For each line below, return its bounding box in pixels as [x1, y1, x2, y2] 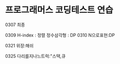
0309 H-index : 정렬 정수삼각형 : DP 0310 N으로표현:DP [5, 32, 115, 38]
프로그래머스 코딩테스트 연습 [5, 4, 114, 16]
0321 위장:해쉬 [5, 42, 34, 48]
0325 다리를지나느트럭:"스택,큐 [5, 53, 66, 59]
